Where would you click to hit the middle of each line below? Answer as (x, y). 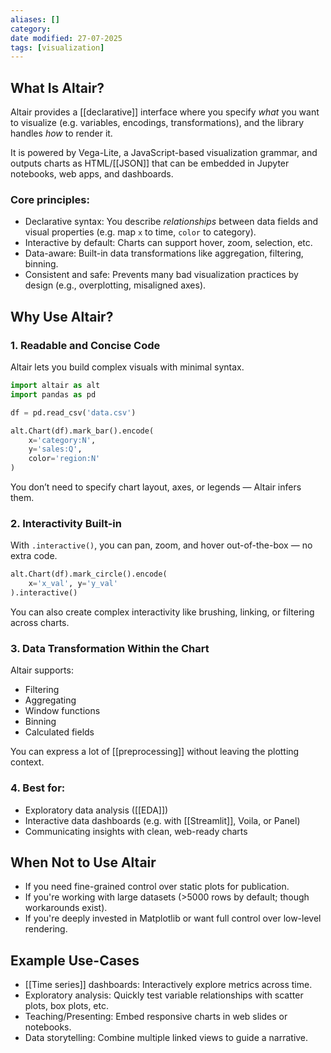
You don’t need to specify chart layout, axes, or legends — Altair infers (156, 487)
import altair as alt (55, 386)
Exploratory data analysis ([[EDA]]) (96, 810)
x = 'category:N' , (62, 440)
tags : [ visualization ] (57, 47)
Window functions (62, 711)
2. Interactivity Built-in (66, 523)
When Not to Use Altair (83, 862)
